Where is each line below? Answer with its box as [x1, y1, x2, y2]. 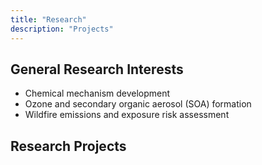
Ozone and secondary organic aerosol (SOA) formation [24, 98, 252, 110]
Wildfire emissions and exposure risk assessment [24, 109, 230, 121]
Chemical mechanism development [24, 87, 171, 100]
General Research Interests [10, 61, 184, 78]
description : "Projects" [10, 24, 114, 34]
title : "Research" [10, 14, 87, 25]
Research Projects [10, 137, 127, 155]
